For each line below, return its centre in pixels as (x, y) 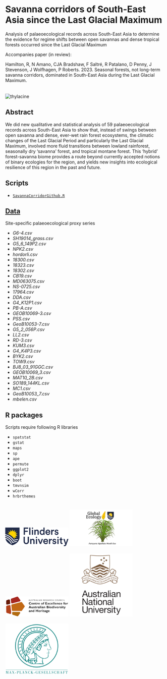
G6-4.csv (22, 233)
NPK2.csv (23, 249)
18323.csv (23, 265)
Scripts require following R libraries (42, 427)
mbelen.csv (24, 399)
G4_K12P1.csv (27, 303)
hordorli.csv (25, 254)
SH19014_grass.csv (33, 239)
